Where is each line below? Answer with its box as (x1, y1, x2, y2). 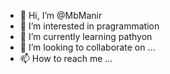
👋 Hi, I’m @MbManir (19, 10, 103, 21)
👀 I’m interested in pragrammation (19, 20, 160, 32)
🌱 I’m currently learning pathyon (19, 31, 153, 42)
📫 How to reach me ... (19, 53, 113, 64)
